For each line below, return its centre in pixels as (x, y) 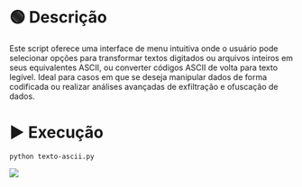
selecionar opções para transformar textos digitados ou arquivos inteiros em (151, 58)
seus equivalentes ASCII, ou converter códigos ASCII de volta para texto (143, 67)
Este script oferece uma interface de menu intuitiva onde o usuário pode (144, 48)
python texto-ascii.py (52, 156)
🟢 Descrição (58, 18)
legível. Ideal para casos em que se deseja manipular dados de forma (138, 76)
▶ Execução (56, 133)
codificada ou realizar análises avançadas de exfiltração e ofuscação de (144, 86)
